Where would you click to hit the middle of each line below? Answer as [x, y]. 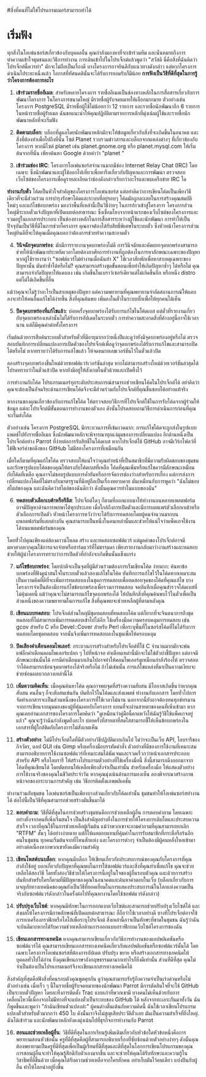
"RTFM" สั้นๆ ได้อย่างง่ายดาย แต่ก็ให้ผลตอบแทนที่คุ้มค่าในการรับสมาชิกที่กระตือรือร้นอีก [105, 833]
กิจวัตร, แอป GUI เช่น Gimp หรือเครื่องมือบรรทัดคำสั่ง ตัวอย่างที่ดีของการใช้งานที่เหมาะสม [106, 746]
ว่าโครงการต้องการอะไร [30, 80]
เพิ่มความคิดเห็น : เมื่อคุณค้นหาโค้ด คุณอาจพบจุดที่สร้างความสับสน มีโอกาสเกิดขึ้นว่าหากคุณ [106, 686]
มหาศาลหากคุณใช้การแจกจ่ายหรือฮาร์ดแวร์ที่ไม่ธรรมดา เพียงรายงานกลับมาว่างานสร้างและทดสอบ [102, 547]
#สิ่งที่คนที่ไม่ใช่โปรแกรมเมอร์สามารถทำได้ [49, 10]
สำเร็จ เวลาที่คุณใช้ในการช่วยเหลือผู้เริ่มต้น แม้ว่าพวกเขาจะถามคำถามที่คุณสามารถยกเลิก [102, 826]
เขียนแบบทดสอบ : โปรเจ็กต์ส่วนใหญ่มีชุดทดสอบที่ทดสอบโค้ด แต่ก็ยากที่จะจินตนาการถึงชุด [105, 613]
